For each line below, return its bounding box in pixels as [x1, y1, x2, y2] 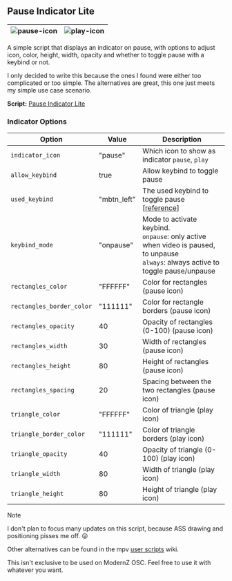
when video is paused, [142, 240, 215, 250]
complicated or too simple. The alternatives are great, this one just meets [7, 79, 215, 87]
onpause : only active [142, 231, 206, 241]
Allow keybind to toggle [142, 166, 219, 175]
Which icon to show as [142, 146, 216, 156]
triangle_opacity [10, 450, 68, 458]
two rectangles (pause [142, 385, 215, 395]
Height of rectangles [142, 357, 209, 367]
